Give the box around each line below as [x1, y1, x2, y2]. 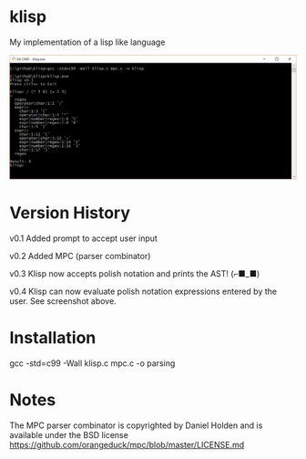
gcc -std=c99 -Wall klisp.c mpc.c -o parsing [9, 358, 176, 369]
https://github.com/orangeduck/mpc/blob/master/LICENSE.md [9, 439, 245, 450]
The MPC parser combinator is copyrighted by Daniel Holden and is [9, 420, 263, 431]
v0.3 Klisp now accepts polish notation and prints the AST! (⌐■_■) [9, 267, 260, 279]
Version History [9, 203, 130, 224]
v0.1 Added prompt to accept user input [9, 233, 158, 244]
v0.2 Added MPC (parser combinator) [9, 250, 151, 261]
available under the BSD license [9, 429, 129, 440]
